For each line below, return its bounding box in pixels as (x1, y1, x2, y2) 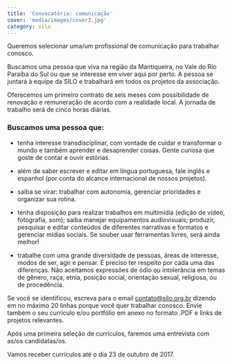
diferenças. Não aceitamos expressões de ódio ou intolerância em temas (17, 266, 226, 274)
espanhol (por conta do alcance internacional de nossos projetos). (17, 174, 208, 182)
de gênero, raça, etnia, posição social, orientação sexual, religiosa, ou (17, 273, 217, 281)
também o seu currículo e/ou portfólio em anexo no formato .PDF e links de (7, 309, 222, 317)
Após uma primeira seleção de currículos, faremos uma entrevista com (7, 329, 210, 338)
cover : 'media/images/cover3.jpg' (7, 17, 107, 24)
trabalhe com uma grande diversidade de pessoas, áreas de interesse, (17, 251, 219, 260)
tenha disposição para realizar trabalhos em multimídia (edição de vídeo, (17, 208, 225, 217)
